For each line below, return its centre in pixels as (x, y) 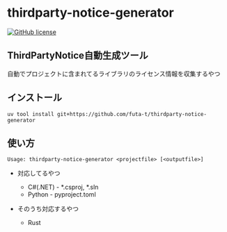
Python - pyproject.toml (62, 194)
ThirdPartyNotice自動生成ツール (78, 56)
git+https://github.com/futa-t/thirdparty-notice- (132, 114)
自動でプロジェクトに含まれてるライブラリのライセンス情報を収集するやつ (114, 74)
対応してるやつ (39, 173)
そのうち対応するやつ (48, 209)
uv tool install (31, 114)
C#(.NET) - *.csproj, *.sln (63, 187)
